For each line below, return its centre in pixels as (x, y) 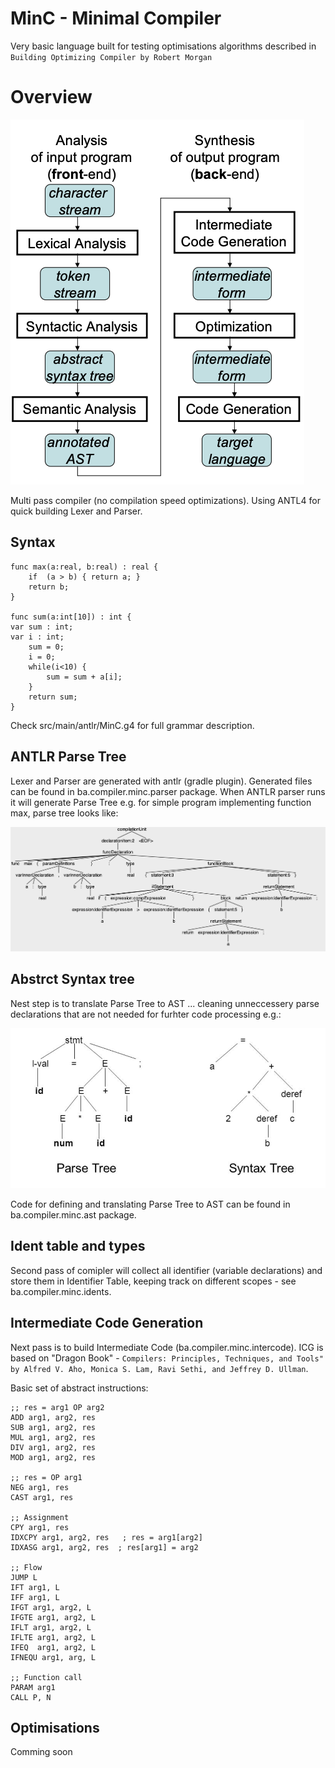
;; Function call (46, 1677)
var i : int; (37, 637)
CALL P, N (31, 1697)
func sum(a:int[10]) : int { (71, 617)
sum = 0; (46, 647)
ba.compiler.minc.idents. (61, 1291)
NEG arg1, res (40, 1487)
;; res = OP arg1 (46, 1477)
